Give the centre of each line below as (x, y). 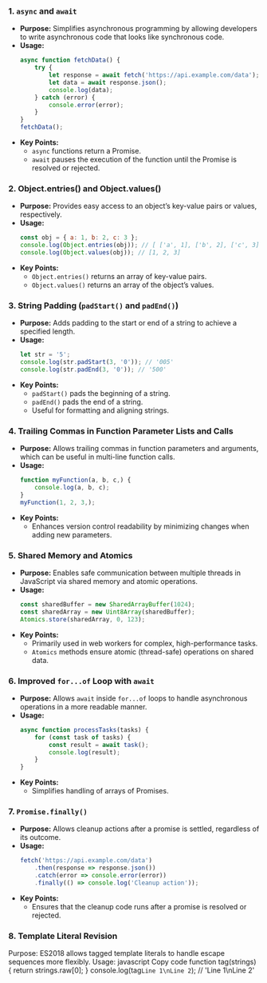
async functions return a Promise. (86, 151)
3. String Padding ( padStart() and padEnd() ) (94, 306)
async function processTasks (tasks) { (84, 729)
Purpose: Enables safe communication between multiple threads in (130, 573)
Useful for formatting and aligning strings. (100, 410)
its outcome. (40, 837)
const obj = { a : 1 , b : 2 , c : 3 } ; (79, 238)
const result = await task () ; (99, 745)
